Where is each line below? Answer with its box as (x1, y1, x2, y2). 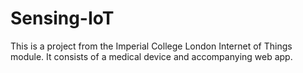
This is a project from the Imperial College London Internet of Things (10, 40, 293, 52)
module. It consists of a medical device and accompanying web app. (10, 50, 293, 62)
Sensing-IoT (10, 7, 115, 30)
